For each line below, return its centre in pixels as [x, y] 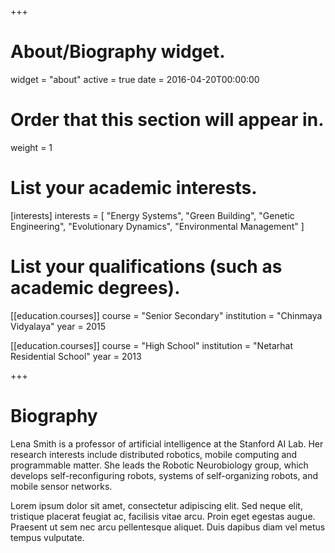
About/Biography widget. [118, 52]
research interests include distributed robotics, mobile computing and [154, 454]
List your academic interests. [134, 188]
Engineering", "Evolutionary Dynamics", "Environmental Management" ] [157, 226]
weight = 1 [31, 147]
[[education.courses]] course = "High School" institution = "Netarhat [152, 345]
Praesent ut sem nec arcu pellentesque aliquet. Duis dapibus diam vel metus [168, 527]
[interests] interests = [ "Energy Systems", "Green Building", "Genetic [152, 215]
